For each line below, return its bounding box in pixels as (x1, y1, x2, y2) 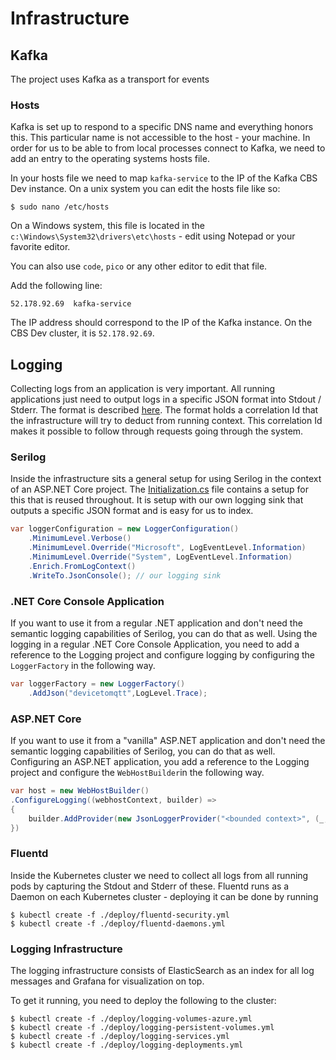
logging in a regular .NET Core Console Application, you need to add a (10, 638, 300, 650)
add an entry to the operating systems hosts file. (10, 153, 210, 165)
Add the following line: (10, 280, 103, 292)
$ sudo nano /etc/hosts (10, 202, 110, 212)
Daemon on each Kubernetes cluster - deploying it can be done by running (10, 890, 319, 902)
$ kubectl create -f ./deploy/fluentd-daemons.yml (10, 918, 226, 929)
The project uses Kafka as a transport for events (10, 73, 210, 85)
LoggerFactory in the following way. (10, 659, 156, 671)
